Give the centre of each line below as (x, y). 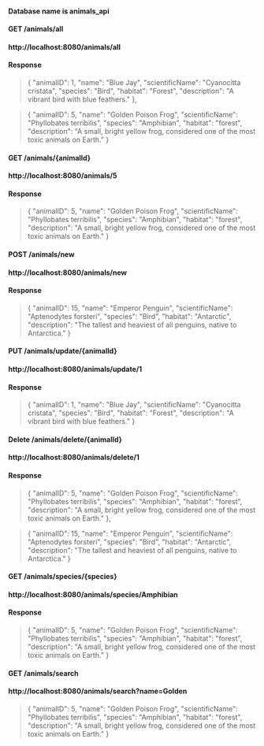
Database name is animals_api (59, 11)
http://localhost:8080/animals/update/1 (75, 369)
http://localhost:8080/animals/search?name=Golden (98, 691)
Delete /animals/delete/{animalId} (65, 439)
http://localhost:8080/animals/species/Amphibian (93, 594)
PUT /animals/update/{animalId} (63, 351)
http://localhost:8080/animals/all (64, 46)
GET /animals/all (36, 29)
